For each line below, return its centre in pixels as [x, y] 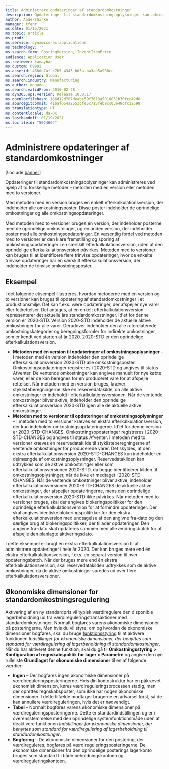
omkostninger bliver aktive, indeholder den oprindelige [69, 400]
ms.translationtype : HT [30, 108]
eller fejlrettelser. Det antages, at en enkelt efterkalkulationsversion [74, 310]
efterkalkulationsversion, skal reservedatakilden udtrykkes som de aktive [81, 565]
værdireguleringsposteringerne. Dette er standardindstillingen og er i [84, 713]
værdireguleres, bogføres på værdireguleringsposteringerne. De [79, 745]
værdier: [14, 666]
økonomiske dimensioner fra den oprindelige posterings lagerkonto [82, 750]
